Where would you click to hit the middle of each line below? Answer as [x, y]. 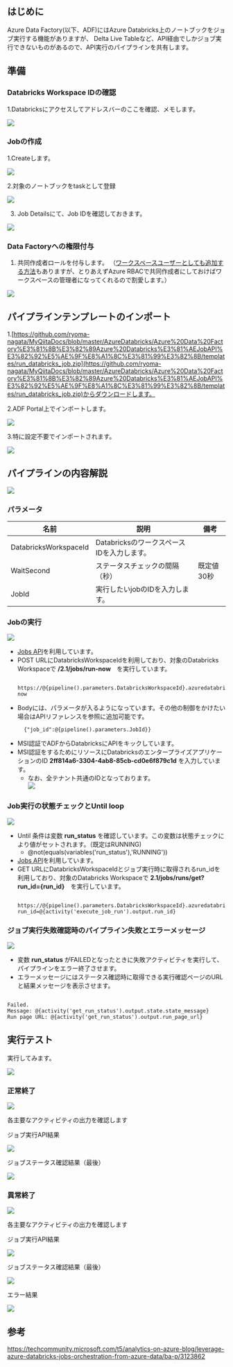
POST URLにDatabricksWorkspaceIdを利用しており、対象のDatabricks [118, 660]
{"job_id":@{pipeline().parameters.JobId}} [87, 730]
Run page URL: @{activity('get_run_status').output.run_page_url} [105, 1017]
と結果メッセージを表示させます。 [66, 986]
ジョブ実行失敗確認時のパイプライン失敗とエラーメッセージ [106, 930]
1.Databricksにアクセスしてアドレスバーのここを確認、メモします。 [103, 109]
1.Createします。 [31, 158]
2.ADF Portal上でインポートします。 [58, 409]
